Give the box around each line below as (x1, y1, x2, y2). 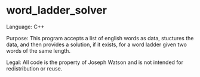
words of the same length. (6, 47, 70, 54)
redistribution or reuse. (6, 65, 63, 72)
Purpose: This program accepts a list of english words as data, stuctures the (6, 34, 194, 41)
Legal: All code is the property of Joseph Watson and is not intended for (6, 59, 184, 66)
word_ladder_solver (6, 4, 107, 17)
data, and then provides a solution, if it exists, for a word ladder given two (6, 41, 187, 48)
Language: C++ (6, 23, 45, 30)
